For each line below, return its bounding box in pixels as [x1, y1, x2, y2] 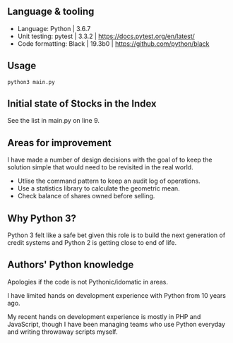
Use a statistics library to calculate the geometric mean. [17, 184, 180, 193]
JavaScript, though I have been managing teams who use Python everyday [7, 320, 226, 328]
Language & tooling [7, 6, 95, 18]
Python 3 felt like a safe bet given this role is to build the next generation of [7, 231, 226, 239]
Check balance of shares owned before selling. [17, 192, 155, 200]
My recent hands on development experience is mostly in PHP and [7, 312, 201, 320]
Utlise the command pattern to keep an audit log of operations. [17, 176, 201, 186]
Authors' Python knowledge [7, 259, 134, 271]
